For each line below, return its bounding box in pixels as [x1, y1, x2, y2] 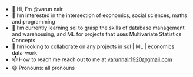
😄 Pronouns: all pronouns [11, 65, 75, 71]
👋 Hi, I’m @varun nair [11, 6, 63, 12]
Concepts [11, 37, 36, 43]
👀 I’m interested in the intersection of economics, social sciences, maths [11, 12, 187, 19]
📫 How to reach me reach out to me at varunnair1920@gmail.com [11, 56, 172, 63]
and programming [11, 18, 55, 25]
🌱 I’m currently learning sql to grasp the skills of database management [11, 24, 185, 31]
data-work [11, 49, 37, 56]
